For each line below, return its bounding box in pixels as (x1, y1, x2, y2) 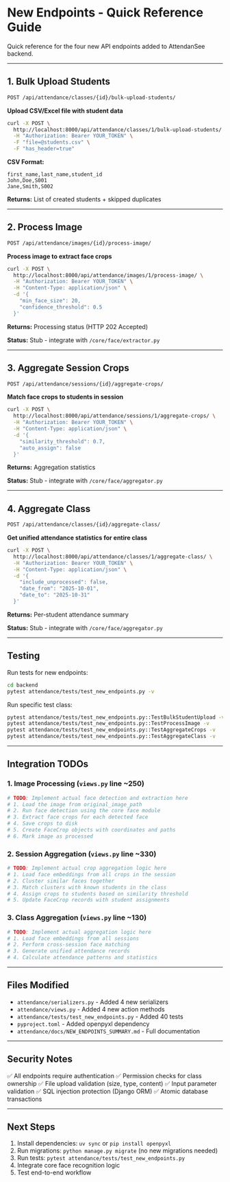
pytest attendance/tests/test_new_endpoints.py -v (7, 688, 155, 695)
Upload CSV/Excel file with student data (7, 107, 123, 115)
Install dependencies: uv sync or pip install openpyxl (16, 1139, 171, 1148)
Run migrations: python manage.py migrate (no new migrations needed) (16, 1146, 218, 1155)
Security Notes (7, 1053, 73, 1065)
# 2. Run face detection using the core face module (7, 807, 161, 814)
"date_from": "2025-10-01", (19, 586, 99, 592)
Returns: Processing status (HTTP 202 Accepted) (7, 322, 149, 331)
